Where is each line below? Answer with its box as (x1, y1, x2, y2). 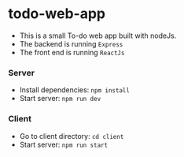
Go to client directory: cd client (19, 131, 124, 140)
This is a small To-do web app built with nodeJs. (19, 31, 177, 40)
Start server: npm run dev (19, 94, 101, 103)
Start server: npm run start (19, 140, 109, 149)
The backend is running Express (19, 39, 123, 48)
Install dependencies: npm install (19, 85, 130, 95)
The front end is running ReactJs (19, 47, 125, 57)
